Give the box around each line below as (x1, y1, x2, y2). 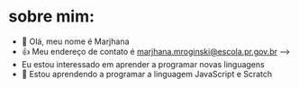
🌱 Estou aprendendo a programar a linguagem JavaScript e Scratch (21, 68, 273, 79)
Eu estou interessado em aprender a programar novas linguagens (21, 58, 265, 69)
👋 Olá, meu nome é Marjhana (21, 36, 130, 47)
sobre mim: (8, 6, 95, 27)
